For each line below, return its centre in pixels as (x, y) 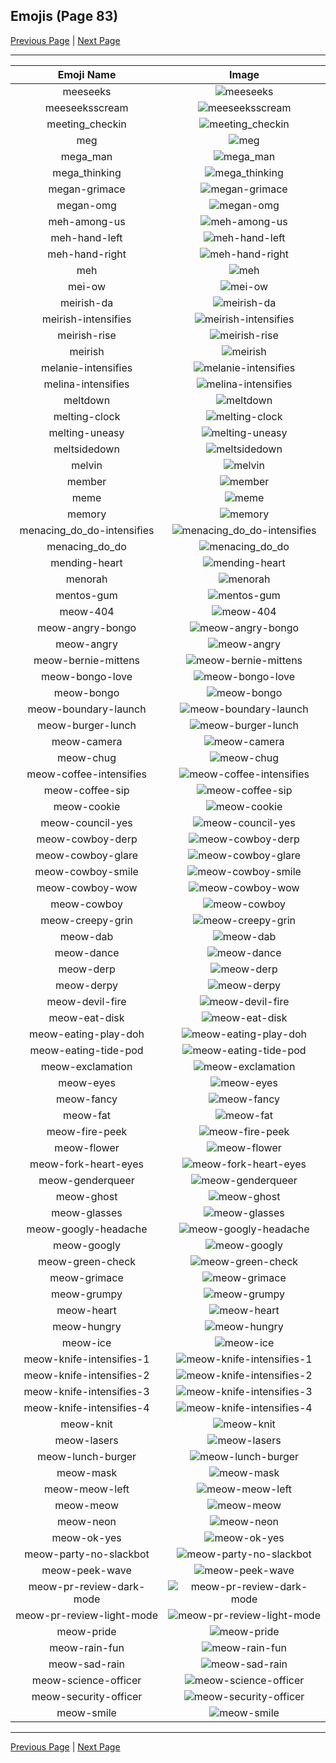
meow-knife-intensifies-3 (86, 1391)
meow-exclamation (86, 1066)
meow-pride (86, 1631)
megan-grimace (87, 189)
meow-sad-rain (87, 1664)
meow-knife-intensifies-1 (86, 1359)
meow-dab (86, 936)
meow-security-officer (87, 1696)
